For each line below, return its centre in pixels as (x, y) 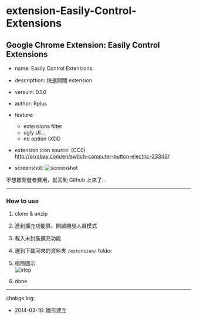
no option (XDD (42, 139)
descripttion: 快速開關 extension (53, 80)
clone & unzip (31, 214)
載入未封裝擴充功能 (38, 239)
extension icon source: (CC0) (50, 150)
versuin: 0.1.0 (30, 92)
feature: (24, 115)
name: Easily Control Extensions (53, 68)
